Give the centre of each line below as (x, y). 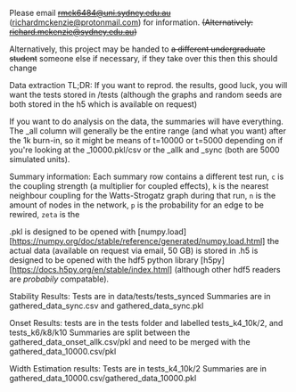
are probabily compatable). (59, 279)
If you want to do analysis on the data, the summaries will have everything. (146, 121)
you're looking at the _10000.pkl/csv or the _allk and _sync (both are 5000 (144, 150)
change (23, 68)
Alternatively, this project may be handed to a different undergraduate (137, 49)
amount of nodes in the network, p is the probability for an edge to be (137, 205)
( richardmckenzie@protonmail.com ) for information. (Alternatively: (132, 22)
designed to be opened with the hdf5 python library (104, 260)
